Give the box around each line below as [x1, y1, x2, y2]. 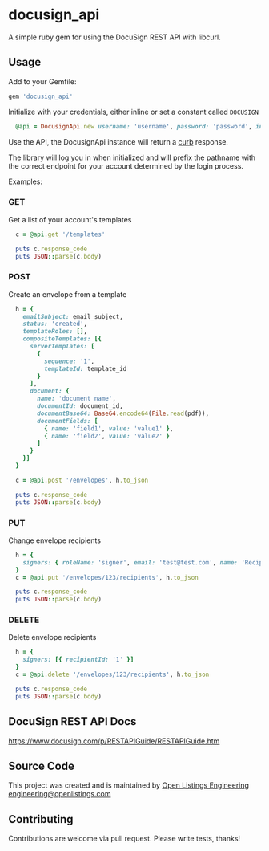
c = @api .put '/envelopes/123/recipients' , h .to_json [15, 573, 199, 581]
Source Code [8, 759, 74, 772]
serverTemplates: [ [29, 343, 94, 351]
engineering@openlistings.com [8, 789, 111, 799]
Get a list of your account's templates [8, 214, 132, 224]
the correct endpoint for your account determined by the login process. [8, 161, 244, 170]
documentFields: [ [37, 417, 98, 425]
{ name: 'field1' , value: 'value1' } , [43, 424, 174, 433]
